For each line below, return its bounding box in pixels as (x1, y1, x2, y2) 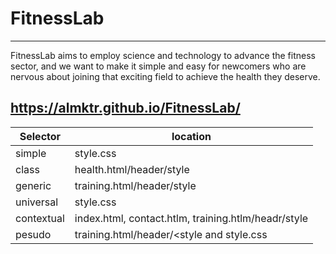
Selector (19, 129, 62, 143)
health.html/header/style (74, 162, 190, 176)
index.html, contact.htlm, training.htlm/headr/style (74, 211, 309, 225)
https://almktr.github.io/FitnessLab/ (10, 100, 241, 117)
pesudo (15, 227, 52, 241)
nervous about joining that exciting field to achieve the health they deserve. (10, 70, 321, 82)
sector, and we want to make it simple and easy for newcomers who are (10, 60, 307, 72)
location (171, 129, 212, 143)
